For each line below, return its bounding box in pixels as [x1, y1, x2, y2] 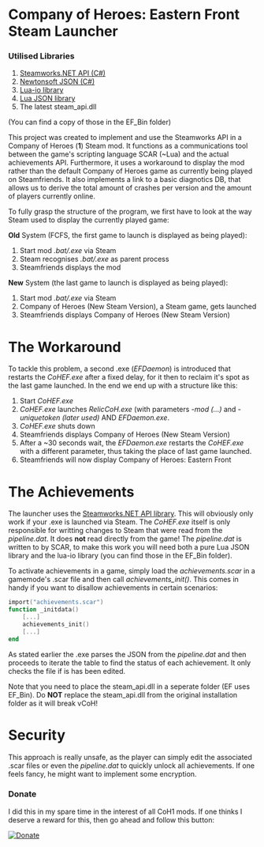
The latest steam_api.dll [19, 102, 97, 112]
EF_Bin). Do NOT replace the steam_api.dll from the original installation [8, 690, 238, 699]
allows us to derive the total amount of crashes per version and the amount [8, 183, 252, 193]
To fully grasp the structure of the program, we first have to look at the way [8, 207, 252, 217]
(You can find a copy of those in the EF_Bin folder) [8, 117, 172, 127]
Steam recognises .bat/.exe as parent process [19, 255, 169, 264]
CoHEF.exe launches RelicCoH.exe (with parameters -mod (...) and [19, 405, 236, 414]
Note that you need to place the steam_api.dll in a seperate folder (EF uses [8, 682, 251, 691]
